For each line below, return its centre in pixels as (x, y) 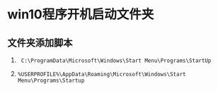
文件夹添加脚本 (40, 43)
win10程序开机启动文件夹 (81, 14)
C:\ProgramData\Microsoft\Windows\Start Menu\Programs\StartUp (116, 61)
